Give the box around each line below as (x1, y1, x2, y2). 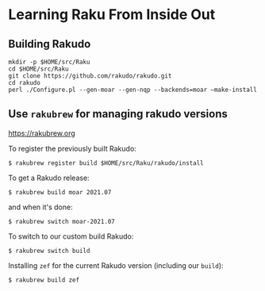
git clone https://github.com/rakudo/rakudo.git (8, 72, 172, 80)
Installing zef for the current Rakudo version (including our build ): (8, 260, 224, 270)
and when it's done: (8, 202, 73, 212)
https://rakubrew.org (8, 128, 75, 138)
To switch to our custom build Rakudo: (8, 232, 134, 241)
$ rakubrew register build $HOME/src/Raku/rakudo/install (8, 159, 204, 167)
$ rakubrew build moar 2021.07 (8, 188, 112, 196)
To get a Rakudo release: (8, 173, 90, 182)
